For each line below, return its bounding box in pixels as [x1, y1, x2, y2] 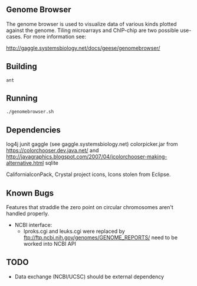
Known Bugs [6, 188, 54, 198]
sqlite [45, 160, 59, 167]
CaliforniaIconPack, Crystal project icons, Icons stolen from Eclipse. [6, 171, 171, 178]
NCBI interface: [14, 222, 52, 229]
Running [6, 93, 38, 103]
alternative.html [6, 160, 44, 167]
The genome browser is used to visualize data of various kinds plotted [6, 20, 177, 27]
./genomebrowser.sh [6, 109, 54, 115]
